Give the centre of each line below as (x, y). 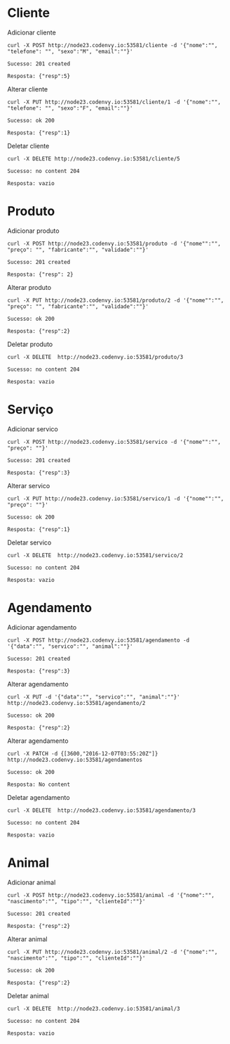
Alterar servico (29, 485)
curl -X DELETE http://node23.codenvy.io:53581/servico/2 (95, 555)
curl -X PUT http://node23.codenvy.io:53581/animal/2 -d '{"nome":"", (113, 952)
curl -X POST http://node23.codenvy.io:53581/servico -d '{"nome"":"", (114, 442)
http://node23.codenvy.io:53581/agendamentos (75, 760)
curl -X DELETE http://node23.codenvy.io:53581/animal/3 (94, 1008)
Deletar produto (30, 344)
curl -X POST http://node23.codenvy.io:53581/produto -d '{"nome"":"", (114, 243)
